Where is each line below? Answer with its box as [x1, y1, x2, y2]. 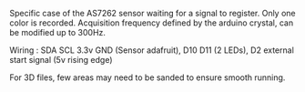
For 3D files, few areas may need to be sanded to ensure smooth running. [9, 72, 286, 83]
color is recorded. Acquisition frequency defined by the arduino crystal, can [9, 17, 294, 28]
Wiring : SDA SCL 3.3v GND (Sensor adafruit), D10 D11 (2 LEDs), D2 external [9, 45, 294, 56]
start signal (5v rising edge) [9, 55, 113, 65]
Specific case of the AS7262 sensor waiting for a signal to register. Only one [9, 8, 296, 18]
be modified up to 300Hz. [9, 27, 107, 37]
